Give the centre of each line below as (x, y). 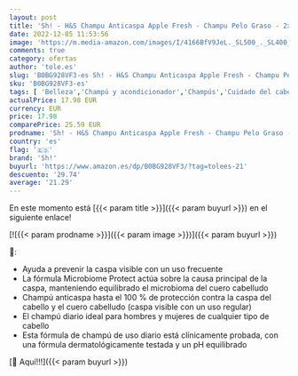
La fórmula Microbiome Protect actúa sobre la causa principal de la (145, 279)
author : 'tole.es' (43, 68)
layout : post (33, 17)
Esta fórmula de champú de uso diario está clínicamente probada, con (150, 335)
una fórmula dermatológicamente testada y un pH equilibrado (134, 345)
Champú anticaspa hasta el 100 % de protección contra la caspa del (147, 298)
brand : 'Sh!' (33, 158)
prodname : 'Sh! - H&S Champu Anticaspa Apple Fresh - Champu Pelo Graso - (150, 133)
